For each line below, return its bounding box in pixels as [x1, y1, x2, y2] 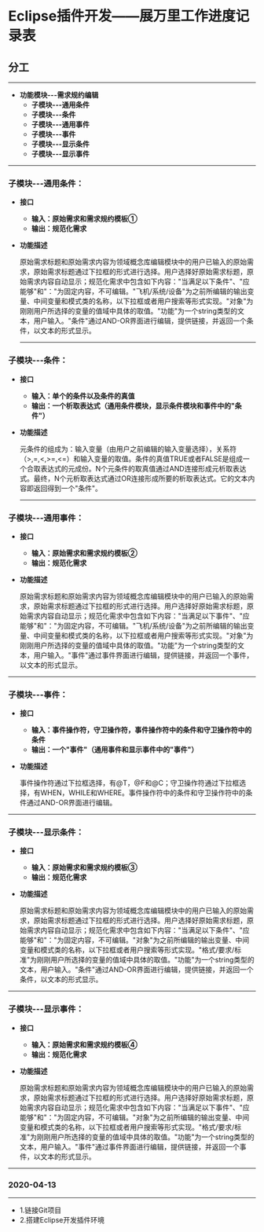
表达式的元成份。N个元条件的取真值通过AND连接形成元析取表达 [40, 464, 247, 473]
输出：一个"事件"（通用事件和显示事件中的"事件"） [31, 745, 199, 754]
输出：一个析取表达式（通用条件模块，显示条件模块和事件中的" [31, 401, 236, 410]
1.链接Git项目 [19, 1205, 61, 1215]
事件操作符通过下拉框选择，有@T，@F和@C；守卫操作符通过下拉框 [19, 779, 240, 788]
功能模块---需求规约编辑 [19, 90, 99, 99]
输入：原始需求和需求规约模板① [31, 214, 138, 224]
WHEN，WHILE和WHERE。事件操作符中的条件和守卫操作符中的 [40, 788, 246, 797]
